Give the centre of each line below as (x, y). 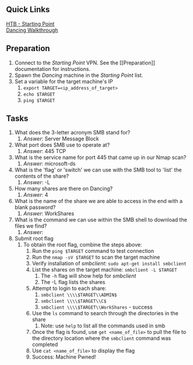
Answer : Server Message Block (61, 139)
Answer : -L (37, 182)
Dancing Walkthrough (32, 30)
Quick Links (28, 10)
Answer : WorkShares (49, 214)
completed (45, 344)
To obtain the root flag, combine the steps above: (82, 245)
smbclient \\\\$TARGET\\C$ (74, 302)
